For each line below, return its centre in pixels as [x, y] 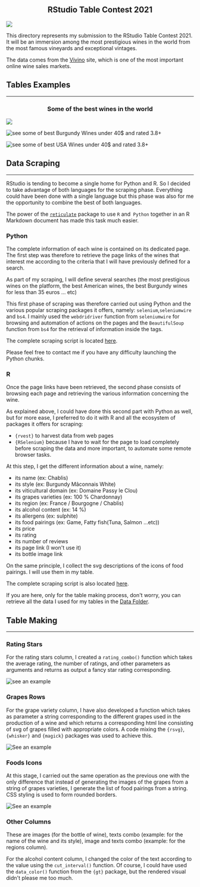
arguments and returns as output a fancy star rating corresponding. [89, 670]
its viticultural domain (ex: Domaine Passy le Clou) [76, 491]
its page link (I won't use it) [48, 548]
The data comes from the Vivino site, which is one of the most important [95, 60]
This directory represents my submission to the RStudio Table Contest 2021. [99, 35]
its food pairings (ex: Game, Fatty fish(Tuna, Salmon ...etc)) [87, 522]
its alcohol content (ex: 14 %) [50, 510]
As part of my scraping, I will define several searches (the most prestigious [98, 280]
